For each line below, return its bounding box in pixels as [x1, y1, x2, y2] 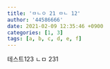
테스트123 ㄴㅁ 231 [7, 55, 59, 64]
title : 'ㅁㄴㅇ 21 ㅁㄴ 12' [7, 10, 81, 17]
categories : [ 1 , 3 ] [7, 29, 64, 36]
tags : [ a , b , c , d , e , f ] [7, 36, 82, 42]
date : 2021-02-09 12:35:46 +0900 [7, 23, 104, 29]
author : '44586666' [7, 16, 64, 23]
